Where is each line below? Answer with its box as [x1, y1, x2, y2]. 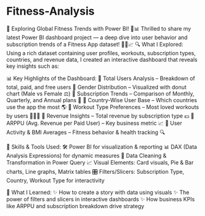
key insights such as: [6, 62, 59, 70]
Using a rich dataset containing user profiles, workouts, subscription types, [6, 49, 196, 56]
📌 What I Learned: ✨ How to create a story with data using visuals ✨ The [6, 188, 190, 196]
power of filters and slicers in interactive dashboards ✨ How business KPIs [6, 195, 195, 203]
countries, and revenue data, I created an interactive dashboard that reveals [6, 56, 198, 63]
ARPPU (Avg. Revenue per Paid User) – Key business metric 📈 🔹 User [6, 119, 182, 127]
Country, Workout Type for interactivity [6, 176, 105, 184]
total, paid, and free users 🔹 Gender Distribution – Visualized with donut [6, 83, 187, 91]
